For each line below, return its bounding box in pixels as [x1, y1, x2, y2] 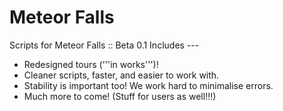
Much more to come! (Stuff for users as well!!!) [23, 90, 217, 102]
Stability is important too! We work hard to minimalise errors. [23, 79, 274, 91]
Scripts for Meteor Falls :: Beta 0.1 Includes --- [9, 39, 200, 51]
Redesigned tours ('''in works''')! [23, 58, 159, 70]
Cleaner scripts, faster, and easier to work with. [23, 69, 220, 81]
